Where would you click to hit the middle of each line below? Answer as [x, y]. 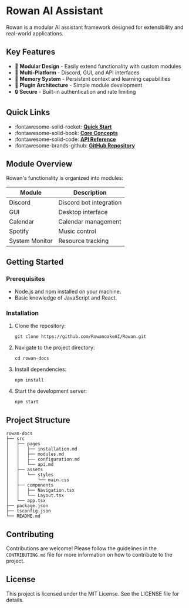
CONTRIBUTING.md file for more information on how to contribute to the [90, 554]
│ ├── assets [25, 470]
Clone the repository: [40, 326]
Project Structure [38, 420]
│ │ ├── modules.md [35, 454]
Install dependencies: [41, 369]
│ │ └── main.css [38, 480]
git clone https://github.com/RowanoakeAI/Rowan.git [80, 337]
